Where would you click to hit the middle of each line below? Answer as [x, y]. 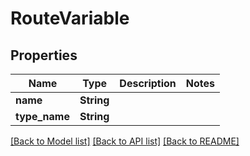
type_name [42, 116]
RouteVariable [70, 18]
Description [148, 83]
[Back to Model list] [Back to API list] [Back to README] [125, 141]
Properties [44, 55]
